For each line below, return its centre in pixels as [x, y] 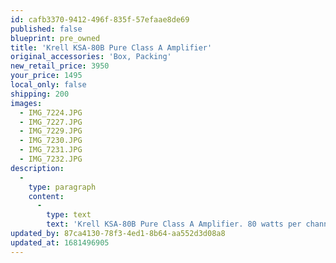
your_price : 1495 [46, 76]
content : [46, 196]
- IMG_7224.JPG [51, 112]
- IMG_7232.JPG [51, 159]
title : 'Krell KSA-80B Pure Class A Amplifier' [111, 47]
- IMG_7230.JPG [51, 141]
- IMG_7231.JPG [51, 150]
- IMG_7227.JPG [51, 122]
